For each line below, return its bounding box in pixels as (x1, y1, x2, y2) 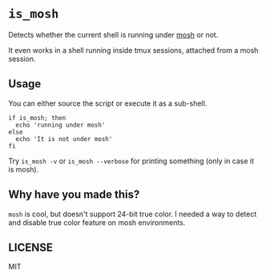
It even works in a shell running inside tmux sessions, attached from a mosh (8, 45, 259, 54)
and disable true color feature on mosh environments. (8, 217, 186, 227)
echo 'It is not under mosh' (15, 135, 113, 143)
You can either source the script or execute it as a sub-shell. (8, 99, 208, 108)
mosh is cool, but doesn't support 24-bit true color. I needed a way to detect (8, 209, 257, 219)
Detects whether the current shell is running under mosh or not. (8, 30, 219, 39)
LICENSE (8, 240, 54, 254)
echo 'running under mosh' (15, 121, 106, 129)
